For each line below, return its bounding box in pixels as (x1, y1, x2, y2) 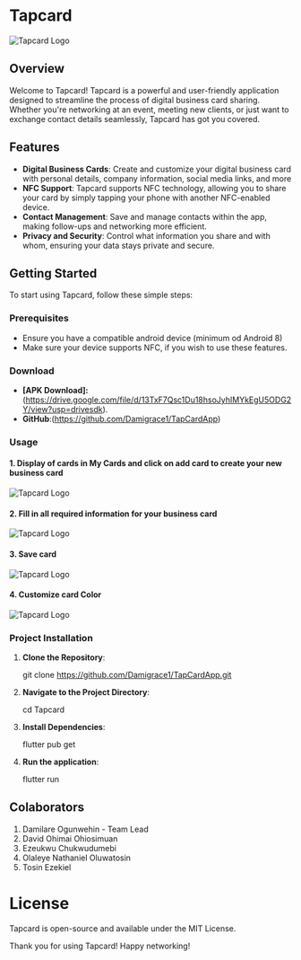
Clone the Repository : (21, 652, 106, 663)
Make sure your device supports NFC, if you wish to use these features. (21, 342, 288, 353)
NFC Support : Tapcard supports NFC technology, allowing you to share (21, 182, 287, 193)
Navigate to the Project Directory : (21, 687, 150, 697)
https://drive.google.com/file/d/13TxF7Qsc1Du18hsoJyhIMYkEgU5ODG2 (25, 394, 292, 405)
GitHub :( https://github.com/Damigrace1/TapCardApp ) (21, 413, 221, 424)
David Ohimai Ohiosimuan (21, 832, 118, 844)
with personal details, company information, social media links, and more (21, 172, 292, 184)
